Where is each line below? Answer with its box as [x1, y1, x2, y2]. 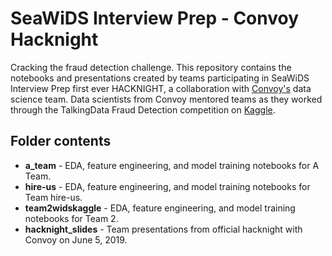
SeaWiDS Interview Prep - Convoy [10, 7, 300, 30]
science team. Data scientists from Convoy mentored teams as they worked [10, 93, 323, 105]
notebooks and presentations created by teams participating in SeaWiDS [10, 72, 310, 84]
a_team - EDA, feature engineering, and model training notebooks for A [24, 159, 320, 171]
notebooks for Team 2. [24, 212, 119, 224]
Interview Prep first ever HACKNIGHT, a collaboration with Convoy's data [10, 82, 312, 94]
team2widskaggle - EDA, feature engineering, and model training [24, 202, 296, 214]
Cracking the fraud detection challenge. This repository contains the [10, 61, 292, 73]
